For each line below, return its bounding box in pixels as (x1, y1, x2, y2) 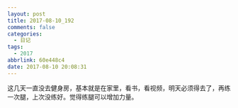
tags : (7, 43, 23, 50)
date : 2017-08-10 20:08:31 (7, 63, 87, 70)
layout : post (7, 10, 46, 18)
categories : (7, 30, 42, 38)
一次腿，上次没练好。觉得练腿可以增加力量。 (7, 92, 138, 101)
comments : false (7, 23, 55, 31)
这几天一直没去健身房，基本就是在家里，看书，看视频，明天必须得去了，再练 (7, 83, 231, 92)
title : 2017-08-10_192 (7, 17, 74, 24)
